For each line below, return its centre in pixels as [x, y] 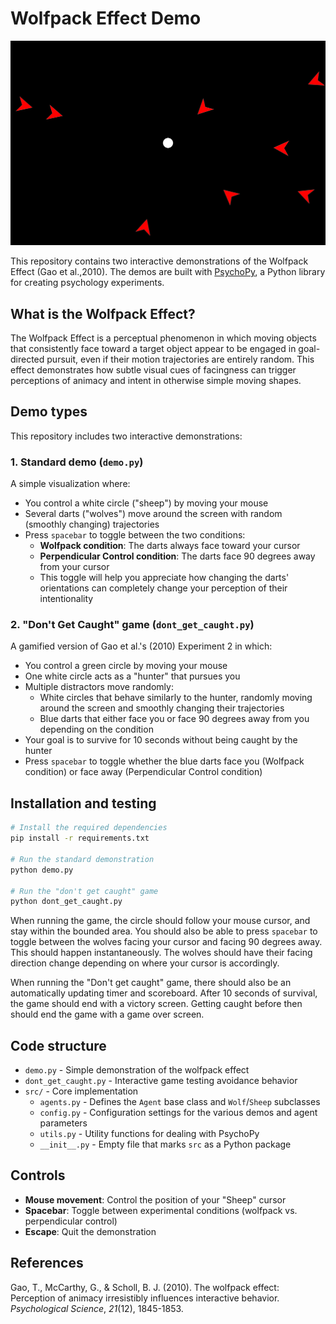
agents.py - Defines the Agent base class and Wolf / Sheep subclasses [180, 1102]
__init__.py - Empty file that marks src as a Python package [165, 1144]
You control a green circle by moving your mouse [126, 666]
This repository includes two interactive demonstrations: [126, 436]
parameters [63, 1123]
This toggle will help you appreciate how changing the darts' [164, 578]
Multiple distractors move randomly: [99, 687]
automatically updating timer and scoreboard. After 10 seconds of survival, [164, 993]
